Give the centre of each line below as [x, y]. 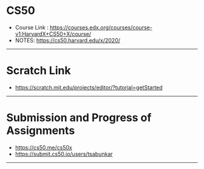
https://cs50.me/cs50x [44, 147]
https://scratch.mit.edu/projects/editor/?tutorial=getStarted [89, 87]
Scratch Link [39, 71]
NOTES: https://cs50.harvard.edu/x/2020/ [67, 40]
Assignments [41, 131]
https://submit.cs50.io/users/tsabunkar [64, 154]
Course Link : [32, 27]
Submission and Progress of [79, 118]
